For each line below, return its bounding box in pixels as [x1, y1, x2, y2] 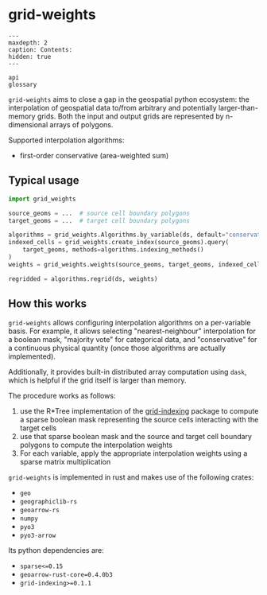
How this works [8, 297, 87, 311]
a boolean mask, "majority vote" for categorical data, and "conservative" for [8, 335, 257, 344]
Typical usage [8, 173, 79, 188]
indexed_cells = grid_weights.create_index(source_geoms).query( [8, 239, 229, 247]
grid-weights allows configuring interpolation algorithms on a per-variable [8, 318, 251, 328]
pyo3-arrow [19, 531, 56, 540]
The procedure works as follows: [8, 391, 116, 401]
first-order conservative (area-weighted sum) [19, 150, 169, 160]
